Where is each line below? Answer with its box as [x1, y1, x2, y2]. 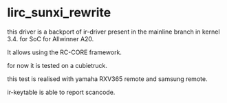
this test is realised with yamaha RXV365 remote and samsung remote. [7, 74, 208, 83]
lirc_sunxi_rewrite [7, 5, 111, 21]
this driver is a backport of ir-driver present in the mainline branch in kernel [7, 27, 220, 36]
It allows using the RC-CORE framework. [7, 48, 122, 56]
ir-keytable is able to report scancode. [7, 88, 116, 96]
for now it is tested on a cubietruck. [7, 61, 108, 69]
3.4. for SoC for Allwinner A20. [7, 34, 94, 43]
